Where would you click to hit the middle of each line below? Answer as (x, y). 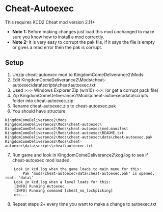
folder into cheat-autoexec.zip (43, 101)
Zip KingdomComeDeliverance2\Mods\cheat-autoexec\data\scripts (80, 95)
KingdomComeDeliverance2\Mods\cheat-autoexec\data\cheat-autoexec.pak (79, 137)
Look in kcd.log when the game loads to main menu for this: (78, 169)
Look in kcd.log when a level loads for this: (62, 182)
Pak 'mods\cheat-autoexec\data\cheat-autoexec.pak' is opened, (89, 173)
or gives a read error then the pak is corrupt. (57, 47)
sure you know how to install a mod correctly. (58, 37)
